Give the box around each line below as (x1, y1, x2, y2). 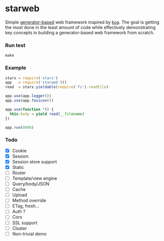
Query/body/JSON (12, 181, 50, 187)
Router (12, 170, 26, 176)
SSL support (12, 219, 38, 226)
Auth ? (12, 209, 26, 214)
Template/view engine (12, 175, 57, 182)
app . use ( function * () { (5, 107, 54, 112)
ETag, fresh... (12, 203, 39, 209)
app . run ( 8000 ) (5, 125, 34, 130)
